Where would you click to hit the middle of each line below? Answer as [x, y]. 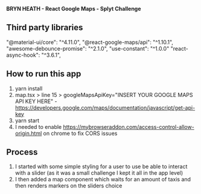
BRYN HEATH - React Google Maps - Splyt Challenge [74, 9]
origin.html [28, 133]
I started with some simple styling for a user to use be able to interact [101, 167]
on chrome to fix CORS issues [80, 133]
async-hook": [23, 55]
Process [22, 152]
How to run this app [44, 74]
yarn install [29, 88]
